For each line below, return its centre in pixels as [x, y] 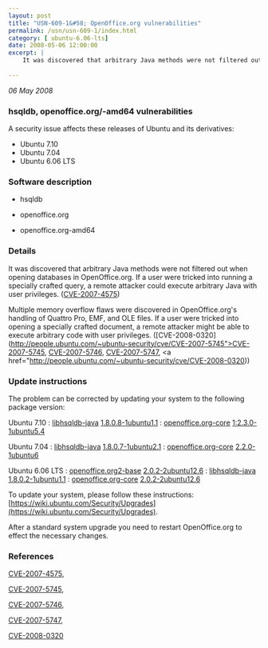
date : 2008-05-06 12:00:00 [53, 46]
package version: [37, 407]
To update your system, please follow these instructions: [101, 494]
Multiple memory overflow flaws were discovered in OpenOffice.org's [123, 310]
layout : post [30, 16]
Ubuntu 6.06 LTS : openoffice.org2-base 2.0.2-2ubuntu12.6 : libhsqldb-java [132, 470]
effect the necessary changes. [59, 535]
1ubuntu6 [24, 455]
